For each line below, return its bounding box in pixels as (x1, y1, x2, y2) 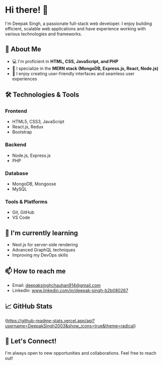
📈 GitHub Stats (5, 302, 53, 311)
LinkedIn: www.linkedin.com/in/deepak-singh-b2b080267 (12, 287, 128, 293)
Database (5, 170, 28, 176)
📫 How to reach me (5, 267, 66, 275)
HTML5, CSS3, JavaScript (12, 119, 65, 125)
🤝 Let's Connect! (5, 337, 57, 345)
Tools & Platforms (5, 198, 48, 205)
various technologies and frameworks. (5, 31, 82, 37)
